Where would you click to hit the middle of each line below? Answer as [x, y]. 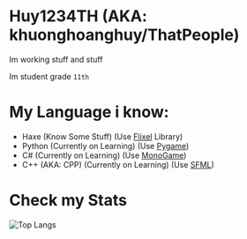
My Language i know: [89, 112]
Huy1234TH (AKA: [79, 16]
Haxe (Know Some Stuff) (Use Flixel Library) [102, 136]
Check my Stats [68, 201]
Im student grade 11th [49, 76]
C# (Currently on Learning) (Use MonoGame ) [104, 155]
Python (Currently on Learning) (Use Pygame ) [105, 146]
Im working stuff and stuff [56, 59]
